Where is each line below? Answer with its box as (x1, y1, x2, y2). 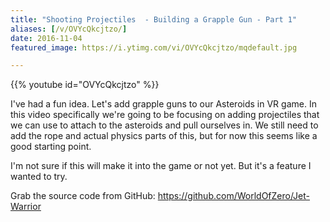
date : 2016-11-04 (10, 33, 83, 43)
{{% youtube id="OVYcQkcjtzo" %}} (10, 79, 160, 91)
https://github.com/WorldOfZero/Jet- (157, 190, 310, 202)
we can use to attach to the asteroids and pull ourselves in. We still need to (10, 119, 319, 131)
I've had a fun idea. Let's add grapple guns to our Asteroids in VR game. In (10, 98, 317, 110)
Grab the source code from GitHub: (10, 190, 156, 202)
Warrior (10, 201, 42, 213)
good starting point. (10, 141, 92, 153)
